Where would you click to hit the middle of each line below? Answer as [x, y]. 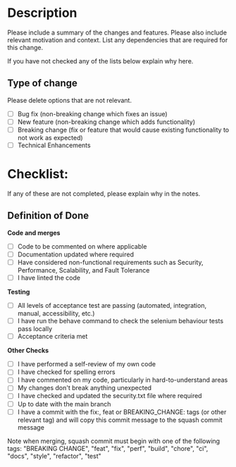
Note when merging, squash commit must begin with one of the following [114, 441]
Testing [19, 292]
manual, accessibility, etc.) [56, 313]
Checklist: [38, 174]
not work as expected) [50, 137]
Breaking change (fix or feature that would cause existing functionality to [123, 130]
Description [42, 13]
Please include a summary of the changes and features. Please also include [117, 32]
